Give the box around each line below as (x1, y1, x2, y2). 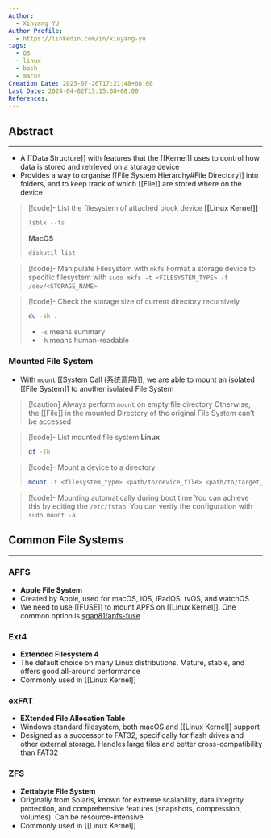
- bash (15, 65, 38, 73)
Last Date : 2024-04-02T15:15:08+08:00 (8, 86, 139, 95)
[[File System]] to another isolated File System (19, 383, 174, 393)
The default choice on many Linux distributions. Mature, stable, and (19, 658, 245, 668)
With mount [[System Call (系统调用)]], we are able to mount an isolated (19, 375, 256, 384)
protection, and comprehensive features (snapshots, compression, (19, 803, 242, 813)
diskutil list (27, 249, 76, 257)
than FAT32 (19, 748, 59, 757)
